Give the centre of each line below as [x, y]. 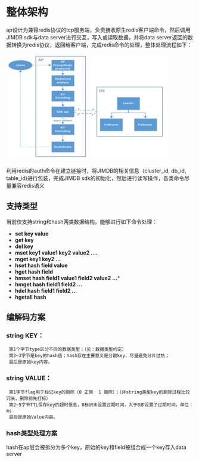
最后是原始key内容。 [30, 362]
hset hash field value [41, 265]
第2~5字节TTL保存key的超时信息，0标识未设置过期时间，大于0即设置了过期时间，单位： [101, 405]
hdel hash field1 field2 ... [46, 290]
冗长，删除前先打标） [28, 398]
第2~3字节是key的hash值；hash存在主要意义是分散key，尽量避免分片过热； [89, 356]
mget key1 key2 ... [38, 259]
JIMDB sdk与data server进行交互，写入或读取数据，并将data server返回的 [97, 37]
